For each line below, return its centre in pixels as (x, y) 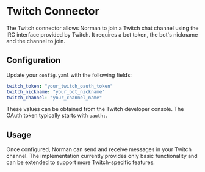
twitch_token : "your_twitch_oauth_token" (60, 86)
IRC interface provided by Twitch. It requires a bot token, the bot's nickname (102, 34)
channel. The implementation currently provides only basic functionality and (102, 156)
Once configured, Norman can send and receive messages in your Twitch (99, 149)
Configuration (34, 60)
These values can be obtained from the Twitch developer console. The (95, 109)
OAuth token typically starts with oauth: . (57, 116)
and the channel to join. (36, 41)
